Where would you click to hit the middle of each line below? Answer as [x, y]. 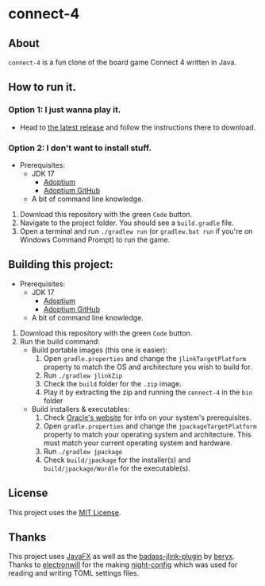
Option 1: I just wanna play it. [65, 110]
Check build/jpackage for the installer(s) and [117, 460]
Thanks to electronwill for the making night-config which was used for [123, 565]
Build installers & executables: [81, 409]
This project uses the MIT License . [65, 512]
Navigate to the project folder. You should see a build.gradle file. [127, 223]
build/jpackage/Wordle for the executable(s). [117, 468]
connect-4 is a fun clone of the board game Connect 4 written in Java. [122, 62]
